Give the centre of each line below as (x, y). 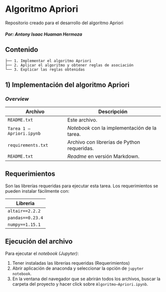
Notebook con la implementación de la (112, 128)
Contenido (22, 50)
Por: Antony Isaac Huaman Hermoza (44, 34)
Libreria (25, 203)
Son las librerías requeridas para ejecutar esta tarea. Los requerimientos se (82, 186)
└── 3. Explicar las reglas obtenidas (45, 70)
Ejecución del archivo (39, 241)
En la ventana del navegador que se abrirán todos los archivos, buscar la (86, 279)
